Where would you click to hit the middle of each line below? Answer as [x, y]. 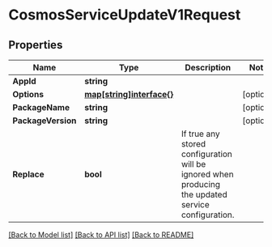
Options [28, 94]
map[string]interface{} [129, 94]
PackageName [41, 107]
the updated [204, 194]
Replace [28, 174]
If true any [200, 134]
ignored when [207, 174]
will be [193, 164]
